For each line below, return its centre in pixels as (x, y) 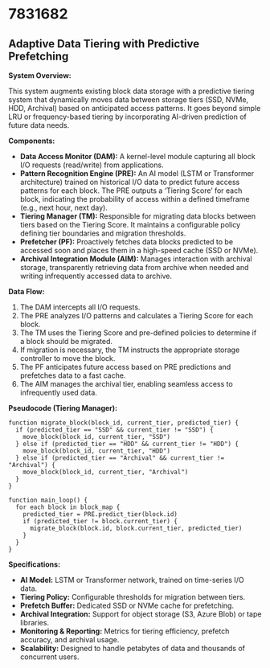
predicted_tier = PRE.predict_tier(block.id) (100, 514)
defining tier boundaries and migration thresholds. (103, 233)
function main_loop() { (48, 500)
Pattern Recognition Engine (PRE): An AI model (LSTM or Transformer (137, 173)
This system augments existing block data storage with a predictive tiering (131, 91)
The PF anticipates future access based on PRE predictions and (125, 367)
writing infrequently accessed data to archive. (96, 276)
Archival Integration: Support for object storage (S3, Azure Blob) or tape (141, 614)
